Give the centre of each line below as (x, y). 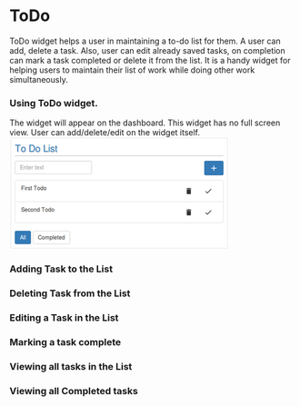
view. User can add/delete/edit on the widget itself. (105, 133)
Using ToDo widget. (54, 103)
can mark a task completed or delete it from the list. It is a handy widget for (150, 60)
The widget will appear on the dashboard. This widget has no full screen (145, 123)
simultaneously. (39, 79)
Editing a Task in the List (64, 317)
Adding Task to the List (61, 269)
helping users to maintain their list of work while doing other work (132, 70)
